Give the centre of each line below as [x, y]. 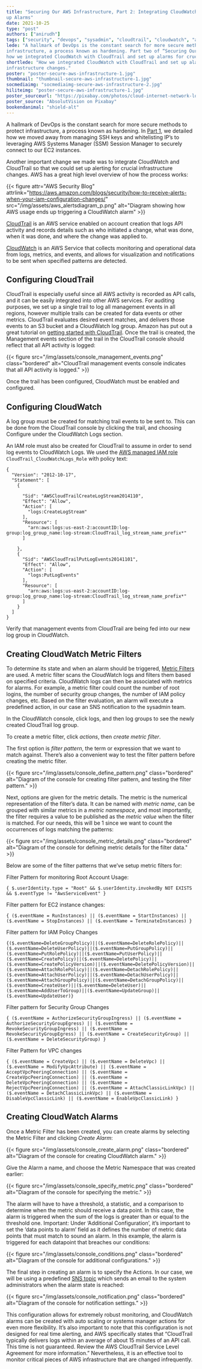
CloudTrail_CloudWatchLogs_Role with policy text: [67, 459]
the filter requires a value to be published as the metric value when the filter [100, 816]
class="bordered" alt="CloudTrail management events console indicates [96, 363]
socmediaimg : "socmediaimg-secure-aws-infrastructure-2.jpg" [84, 85]
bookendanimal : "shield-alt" [43, 107]
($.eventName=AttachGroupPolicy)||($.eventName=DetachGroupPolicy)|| [95, 980]
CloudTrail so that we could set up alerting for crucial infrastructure [90, 168]
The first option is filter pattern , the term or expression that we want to [93, 748]
